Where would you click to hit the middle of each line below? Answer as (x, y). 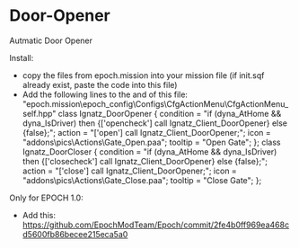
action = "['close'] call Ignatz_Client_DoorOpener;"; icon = (130, 171)
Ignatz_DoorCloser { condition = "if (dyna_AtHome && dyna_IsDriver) (149, 151)
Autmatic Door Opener (51, 40)
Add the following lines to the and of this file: (105, 94)
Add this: (39, 215)
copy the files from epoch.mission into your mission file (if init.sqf (143, 75)
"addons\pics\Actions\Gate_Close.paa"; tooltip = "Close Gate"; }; (142, 180)
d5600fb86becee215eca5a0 (75, 234)
